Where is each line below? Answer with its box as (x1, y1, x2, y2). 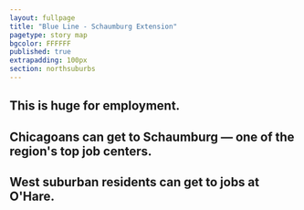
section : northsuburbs (9, 65, 96, 74)
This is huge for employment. (9, 98, 181, 114)
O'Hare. (9, 189, 55, 205)
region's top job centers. (9, 143, 152, 159)
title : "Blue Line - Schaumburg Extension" (9, 22, 178, 31)
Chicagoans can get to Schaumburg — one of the (9, 129, 295, 144)
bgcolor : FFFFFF (9, 38, 71, 48)
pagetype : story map (9, 30, 89, 39)
